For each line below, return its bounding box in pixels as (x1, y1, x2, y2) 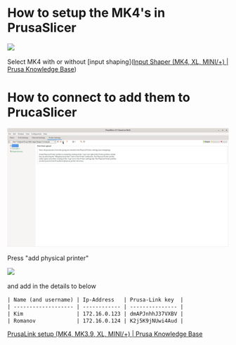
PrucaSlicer (7, 104, 77, 121)
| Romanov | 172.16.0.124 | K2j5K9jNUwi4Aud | (7, 317, 184, 324)
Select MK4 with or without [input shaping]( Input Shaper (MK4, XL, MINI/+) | (7, 57, 229, 66)
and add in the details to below (7, 282, 96, 290)
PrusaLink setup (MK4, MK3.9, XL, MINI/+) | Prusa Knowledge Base (7, 330, 203, 338)
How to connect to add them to (7, 90, 191, 106)
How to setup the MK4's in (7, 5, 166, 21)
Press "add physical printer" (7, 254, 89, 262)
